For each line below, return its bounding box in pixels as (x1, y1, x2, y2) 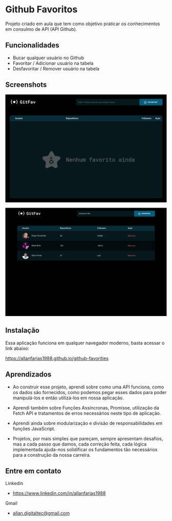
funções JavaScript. (12, 425, 55, 432)
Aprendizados (5, 370, 52, 379)
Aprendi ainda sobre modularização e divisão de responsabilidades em (12, 420, 163, 426)
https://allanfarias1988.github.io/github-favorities (5, 355, 109, 361)
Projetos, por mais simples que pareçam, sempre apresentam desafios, (12, 435, 163, 441)
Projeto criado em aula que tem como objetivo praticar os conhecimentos (5, 21, 160, 27)
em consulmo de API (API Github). (5, 26, 77, 32)
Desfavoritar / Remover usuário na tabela (12, 65, 100, 71)
